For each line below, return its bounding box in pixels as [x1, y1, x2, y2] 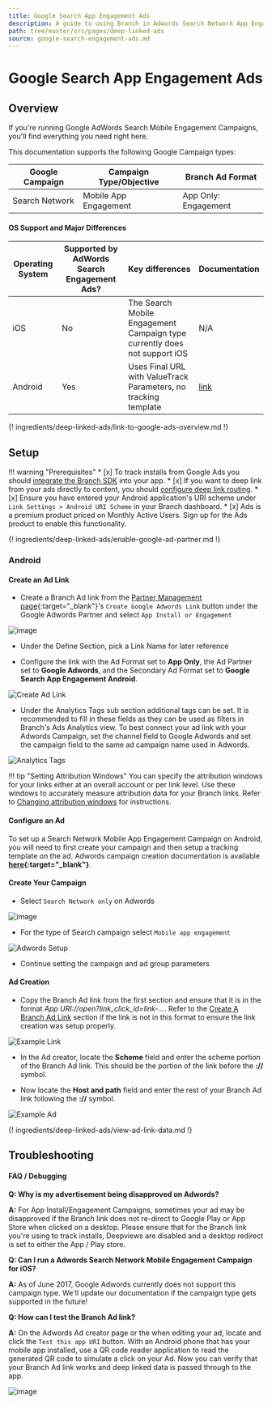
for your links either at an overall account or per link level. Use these [8, 780, 236, 790]
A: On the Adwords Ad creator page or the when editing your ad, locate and [8, 1328, 261, 1338]
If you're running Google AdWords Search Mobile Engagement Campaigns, [8, 123, 259, 133]
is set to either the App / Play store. [8, 1239, 126, 1249]
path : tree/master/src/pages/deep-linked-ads [8, 27, 164, 35]
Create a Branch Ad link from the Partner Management [19, 592, 202, 603]
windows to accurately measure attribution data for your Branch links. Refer [8, 788, 261, 798]
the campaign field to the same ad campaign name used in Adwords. [19, 740, 250, 749]
